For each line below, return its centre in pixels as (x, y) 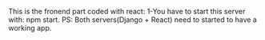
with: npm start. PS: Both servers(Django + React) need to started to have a (133, 20)
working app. (30, 28)
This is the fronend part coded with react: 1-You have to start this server (127, 11)
